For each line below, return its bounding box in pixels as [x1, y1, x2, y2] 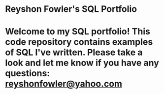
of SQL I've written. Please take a [5, 47, 143, 58]
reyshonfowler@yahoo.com [5, 78, 122, 90]
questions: [5, 68, 50, 79]
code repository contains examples [5, 36, 153, 48]
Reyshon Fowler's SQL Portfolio [5, 3, 137, 15]
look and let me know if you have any [5, 58, 159, 68]
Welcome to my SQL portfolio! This [5, 26, 150, 37]
